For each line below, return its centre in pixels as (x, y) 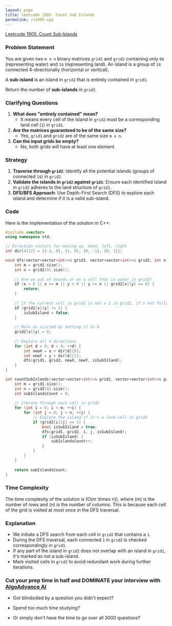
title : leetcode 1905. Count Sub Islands (50, 15)
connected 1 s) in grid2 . (37, 177)
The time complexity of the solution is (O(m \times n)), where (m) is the (80, 499)
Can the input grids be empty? (46, 141)
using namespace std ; (28, 237)
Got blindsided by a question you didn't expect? (63, 598)
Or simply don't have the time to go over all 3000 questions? (77, 618)
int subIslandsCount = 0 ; (42, 394)
